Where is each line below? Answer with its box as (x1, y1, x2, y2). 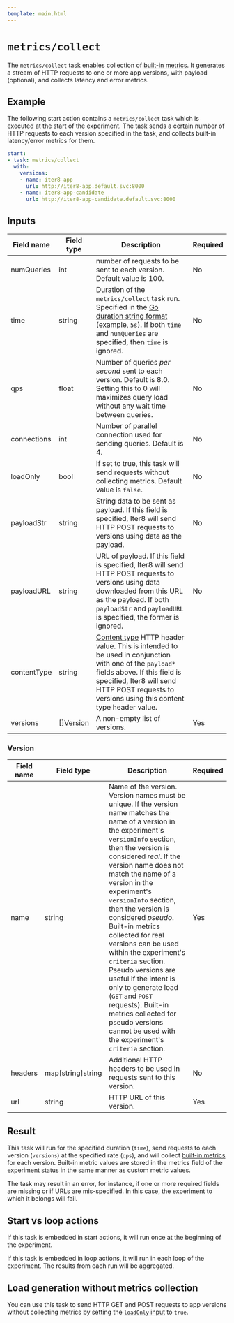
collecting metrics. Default (96, 476, 182, 486)
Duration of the (96, 285, 146, 295)
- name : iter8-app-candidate (19, 189, 104, 196)
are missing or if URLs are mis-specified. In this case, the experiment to (7, 1187, 212, 1195)
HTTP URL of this (109, 1092, 166, 1102)
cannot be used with (109, 1026, 175, 1036)
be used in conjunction (96, 650, 171, 660)
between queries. (96, 410, 153, 420)
